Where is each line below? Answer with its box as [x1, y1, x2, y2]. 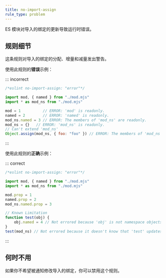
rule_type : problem [5, 12, 45, 17]
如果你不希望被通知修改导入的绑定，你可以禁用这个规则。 [5, 268, 122, 274]
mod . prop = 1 [5, 192, 32, 197]
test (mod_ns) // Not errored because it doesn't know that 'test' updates [5, 229, 163, 234]
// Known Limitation [5, 211, 48, 216]
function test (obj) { [5, 215, 50, 220]
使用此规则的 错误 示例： [5, 66, 53, 72]
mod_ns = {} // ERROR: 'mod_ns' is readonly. [5, 122, 105, 127]
